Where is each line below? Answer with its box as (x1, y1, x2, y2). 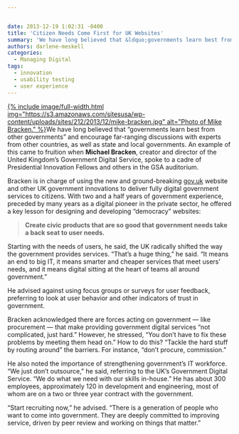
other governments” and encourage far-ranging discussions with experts (7, 133, 222, 141)
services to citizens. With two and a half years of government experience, (7, 192, 224, 200)
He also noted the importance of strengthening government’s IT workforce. (7, 359, 228, 368)
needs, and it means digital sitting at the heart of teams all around (7, 264, 200, 273)
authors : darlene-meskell (7, 43, 84, 50)
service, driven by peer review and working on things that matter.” (7, 418, 201, 427)
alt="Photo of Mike (166, 117, 222, 125)
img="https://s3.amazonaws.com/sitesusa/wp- (7, 110, 146, 118)
